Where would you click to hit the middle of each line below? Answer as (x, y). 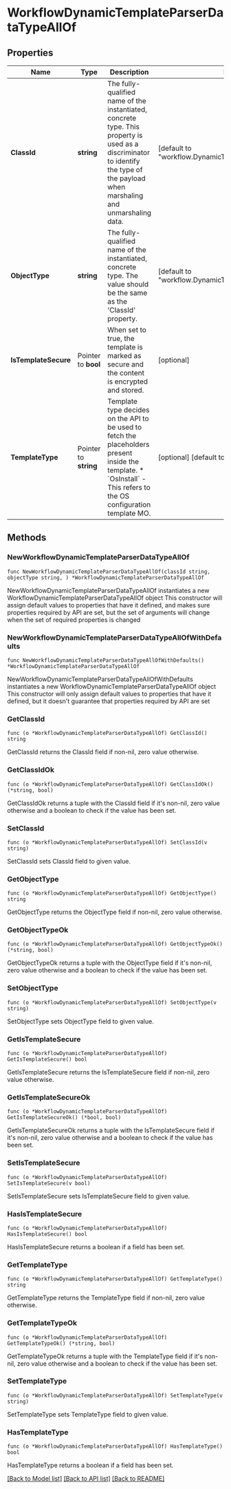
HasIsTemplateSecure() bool (47, 1234)
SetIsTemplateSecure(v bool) (49, 1183)
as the (118, 301)
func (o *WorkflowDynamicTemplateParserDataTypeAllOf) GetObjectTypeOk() (115, 944)
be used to (125, 427)
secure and (126, 364)
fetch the (122, 436)
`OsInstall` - (127, 479)
